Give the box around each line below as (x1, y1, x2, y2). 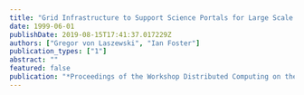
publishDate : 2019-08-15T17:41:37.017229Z (9, 30, 172, 39)
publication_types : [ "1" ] (9, 47, 107, 56)
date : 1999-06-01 (9, 22, 75, 31)
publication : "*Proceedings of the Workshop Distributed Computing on (9, 72, 281, 81)
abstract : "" (9, 55, 59, 64)
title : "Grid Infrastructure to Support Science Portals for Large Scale (9, 13, 294, 23)
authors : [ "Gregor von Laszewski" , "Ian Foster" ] (9, 38, 201, 48)
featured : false (9, 64, 71, 73)
